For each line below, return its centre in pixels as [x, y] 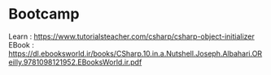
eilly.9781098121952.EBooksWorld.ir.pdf [75, 62]
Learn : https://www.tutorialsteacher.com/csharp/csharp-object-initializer [131, 36]
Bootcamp [44, 14]
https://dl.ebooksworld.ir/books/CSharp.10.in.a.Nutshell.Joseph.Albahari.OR [135, 53]
